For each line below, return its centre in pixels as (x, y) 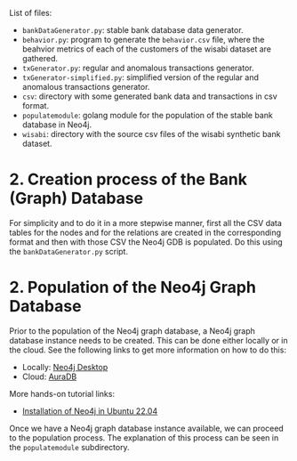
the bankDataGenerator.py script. (69, 251)
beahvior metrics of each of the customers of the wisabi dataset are (147, 49)
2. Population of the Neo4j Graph (132, 287)
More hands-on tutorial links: (62, 393)
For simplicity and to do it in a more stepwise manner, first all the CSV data (146, 222)
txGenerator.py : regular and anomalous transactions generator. (138, 68)
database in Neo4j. (56, 125)
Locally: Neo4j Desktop (65, 367)
